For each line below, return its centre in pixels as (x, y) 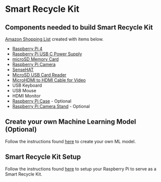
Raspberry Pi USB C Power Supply (47, 54)
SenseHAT (23, 70)
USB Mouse (24, 91)
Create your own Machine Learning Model (71, 122)
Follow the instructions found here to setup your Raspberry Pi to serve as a (81, 169)
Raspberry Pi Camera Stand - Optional (51, 106)
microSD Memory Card (35, 59)
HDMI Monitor (26, 96)
